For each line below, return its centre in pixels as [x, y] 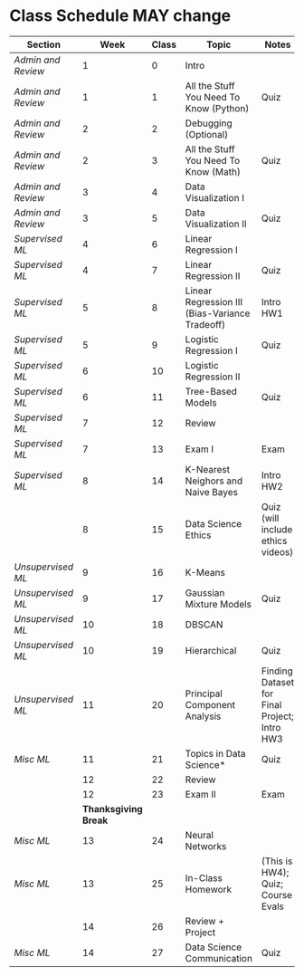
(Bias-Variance [218, 313]
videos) [277, 551]
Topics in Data [215, 753]
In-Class [204, 877]
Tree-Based [211, 391]
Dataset [278, 682]
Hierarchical [211, 650]
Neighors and [214, 481]
